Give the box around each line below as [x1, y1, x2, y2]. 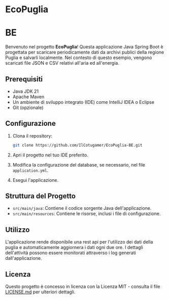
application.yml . [12, 167, 49, 173]
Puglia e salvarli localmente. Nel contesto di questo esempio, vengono [5, 54, 152, 61]
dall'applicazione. [5, 255, 42, 261]
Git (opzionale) [12, 104, 44, 111]
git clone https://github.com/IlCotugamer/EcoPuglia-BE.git [12, 143, 143, 148]
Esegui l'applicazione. [12, 177, 59, 183]
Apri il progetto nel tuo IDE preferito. [12, 152, 89, 158]
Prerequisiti [5, 75, 43, 84]
